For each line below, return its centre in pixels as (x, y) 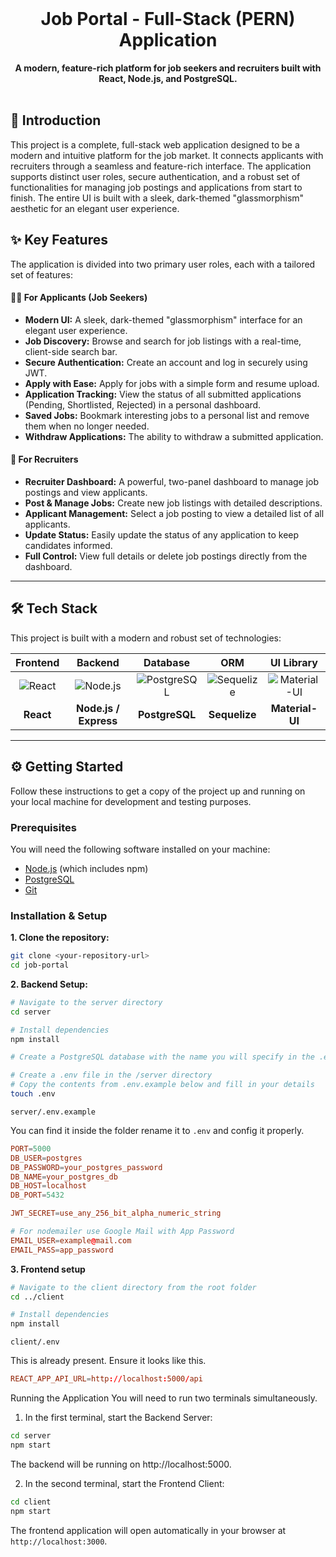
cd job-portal (40, 965)
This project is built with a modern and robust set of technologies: (146, 638)
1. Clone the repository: (60, 938)
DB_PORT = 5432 (37, 1195)
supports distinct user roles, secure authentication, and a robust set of (155, 176)
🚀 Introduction (56, 120)
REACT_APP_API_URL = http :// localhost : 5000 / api (106, 1379)
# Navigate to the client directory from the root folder (133, 1287)
